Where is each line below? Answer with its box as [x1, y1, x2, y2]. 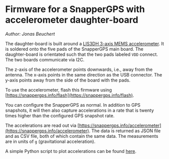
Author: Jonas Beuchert [5, 31, 55, 37]
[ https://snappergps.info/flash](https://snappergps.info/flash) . [5, 92, 135, 98]
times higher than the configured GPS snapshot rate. [5, 112, 115, 119]
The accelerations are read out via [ [5, 122, 80, 128]
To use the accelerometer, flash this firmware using [5, 87, 112, 93]
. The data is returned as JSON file [89, 127, 161, 134]
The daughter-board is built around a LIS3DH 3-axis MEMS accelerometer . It [5, 40, 164, 46]
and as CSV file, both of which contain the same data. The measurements [5, 133, 158, 139]
